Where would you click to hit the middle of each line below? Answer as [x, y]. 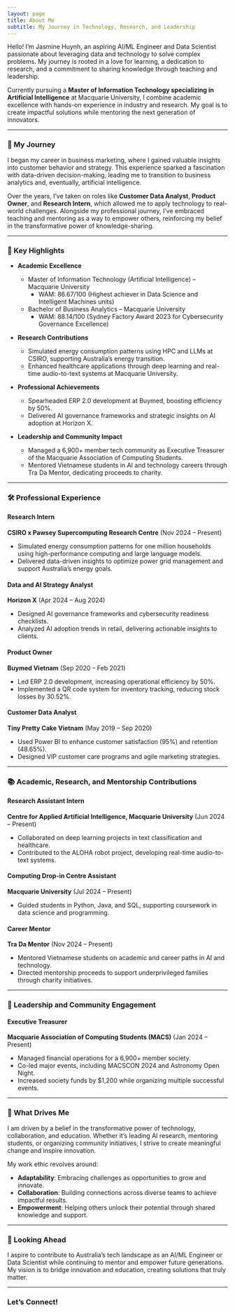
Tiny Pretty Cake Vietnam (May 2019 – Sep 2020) [80, 728]
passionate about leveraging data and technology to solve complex [104, 54]
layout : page [26, 14]
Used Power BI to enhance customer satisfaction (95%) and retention [117, 741]
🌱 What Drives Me [38, 1113]
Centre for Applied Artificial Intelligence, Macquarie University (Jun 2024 [116, 816]
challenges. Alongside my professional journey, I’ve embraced [115, 210]
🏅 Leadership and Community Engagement [81, 1005]
